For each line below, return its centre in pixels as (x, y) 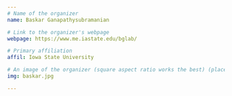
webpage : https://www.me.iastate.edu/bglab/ (72, 38)
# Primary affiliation (40, 51)
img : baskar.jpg (30, 76)
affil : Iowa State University (51, 58)
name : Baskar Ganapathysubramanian (58, 20)
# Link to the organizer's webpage (58, 32)
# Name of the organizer (43, 13)
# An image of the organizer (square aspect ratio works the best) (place (117, 70)
